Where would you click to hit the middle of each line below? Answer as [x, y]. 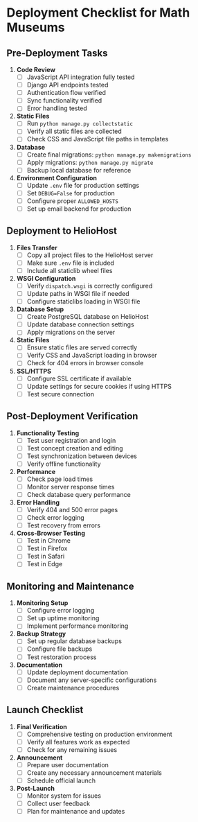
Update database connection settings [80, 324]
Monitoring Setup [42, 603]
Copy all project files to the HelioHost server [90, 255]
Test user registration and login [71, 440]
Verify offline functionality [64, 464]
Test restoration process [62, 657]
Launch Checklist [45, 710]
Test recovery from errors [64, 525]
